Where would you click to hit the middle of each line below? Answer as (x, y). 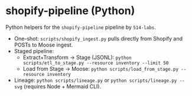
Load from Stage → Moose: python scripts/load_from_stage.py (100, 68)
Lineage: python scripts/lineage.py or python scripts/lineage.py (95, 80)
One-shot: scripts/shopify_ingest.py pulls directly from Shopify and (98, 38)
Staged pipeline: (34, 51)
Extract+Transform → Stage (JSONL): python (77, 57)
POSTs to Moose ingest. (43, 45)
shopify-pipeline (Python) (70, 11)
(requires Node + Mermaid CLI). (63, 86)
